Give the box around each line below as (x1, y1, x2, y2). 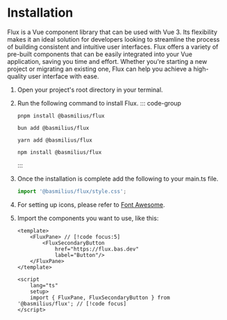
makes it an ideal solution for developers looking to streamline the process (7, 35, 220, 43)
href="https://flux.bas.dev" (54, 245, 139, 253)
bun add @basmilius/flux (17, 124, 90, 131)
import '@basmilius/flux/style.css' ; (17, 187, 127, 195)
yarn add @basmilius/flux (17, 137, 92, 144)
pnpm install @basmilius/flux (17, 112, 106, 119)
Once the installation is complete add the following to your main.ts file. (17, 174, 219, 183)
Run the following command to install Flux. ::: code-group (17, 99, 182, 107)
